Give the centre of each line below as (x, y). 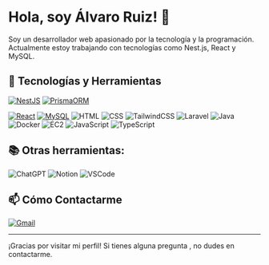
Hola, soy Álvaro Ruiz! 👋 (89, 17)
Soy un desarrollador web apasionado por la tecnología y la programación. (131, 39)
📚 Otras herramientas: (67, 150)
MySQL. (22, 56)
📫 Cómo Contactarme (65, 200)
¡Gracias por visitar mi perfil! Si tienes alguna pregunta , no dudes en (121, 246)
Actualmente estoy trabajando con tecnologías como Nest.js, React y (122, 47)
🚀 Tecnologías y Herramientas (85, 81)
